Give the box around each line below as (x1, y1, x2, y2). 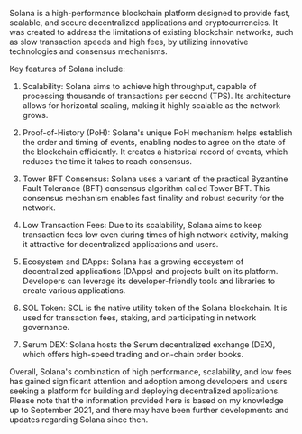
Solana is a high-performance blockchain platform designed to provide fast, (9, 8, 291, 18)
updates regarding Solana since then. (9, 414, 149, 425)
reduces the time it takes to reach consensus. (22, 156, 192, 166)
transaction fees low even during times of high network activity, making (22, 229, 288, 240)
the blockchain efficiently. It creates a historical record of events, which (22, 146, 288, 157)
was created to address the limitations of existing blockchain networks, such (9, 27, 294, 37)
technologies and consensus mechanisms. (9, 46, 169, 57)
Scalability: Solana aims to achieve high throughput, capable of (22, 81, 257, 91)
